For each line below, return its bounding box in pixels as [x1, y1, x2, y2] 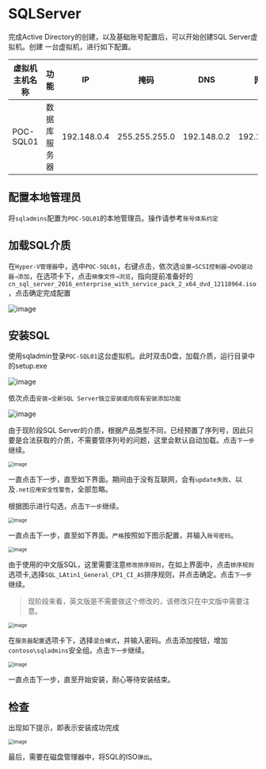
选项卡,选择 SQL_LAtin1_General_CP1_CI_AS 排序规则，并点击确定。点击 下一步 [8, 570, 253, 580]
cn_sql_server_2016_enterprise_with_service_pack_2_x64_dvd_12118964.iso [8, 280, 257, 288]
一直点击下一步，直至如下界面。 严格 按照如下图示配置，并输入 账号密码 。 [8, 530, 238, 540]
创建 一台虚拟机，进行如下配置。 [28, 41, 135, 52]
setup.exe [14, 362, 47, 371]
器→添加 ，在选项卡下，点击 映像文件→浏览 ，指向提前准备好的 [8, 271, 194, 281]
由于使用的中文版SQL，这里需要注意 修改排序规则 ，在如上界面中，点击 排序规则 [8, 560, 255, 569]
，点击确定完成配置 [8, 288, 71, 297]
